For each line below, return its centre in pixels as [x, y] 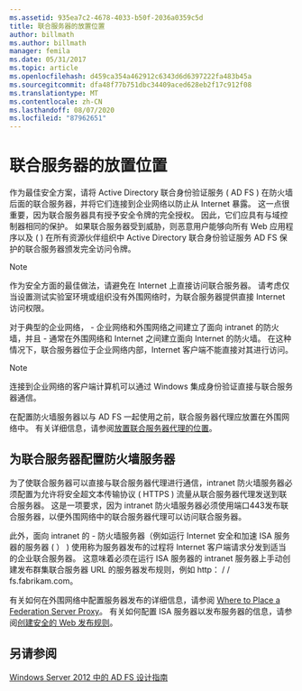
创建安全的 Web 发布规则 [64, 622]
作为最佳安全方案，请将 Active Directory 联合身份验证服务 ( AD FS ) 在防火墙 [151, 193]
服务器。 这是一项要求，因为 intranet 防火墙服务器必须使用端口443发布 [149, 505]
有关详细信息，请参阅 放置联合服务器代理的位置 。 [126, 428]
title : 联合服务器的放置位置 [57, 26]
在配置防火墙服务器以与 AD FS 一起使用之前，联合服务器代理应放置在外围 [146, 417]
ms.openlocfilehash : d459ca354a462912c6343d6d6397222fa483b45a [131, 77]
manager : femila [40, 51]
